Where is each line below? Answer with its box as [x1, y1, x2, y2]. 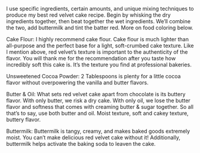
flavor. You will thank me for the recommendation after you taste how [6, 55, 176, 62]
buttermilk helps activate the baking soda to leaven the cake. [6, 140, 156, 147]
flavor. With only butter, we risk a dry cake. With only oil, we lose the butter [6, 97, 191, 104]
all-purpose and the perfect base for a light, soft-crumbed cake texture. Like [6, 42, 194, 49]
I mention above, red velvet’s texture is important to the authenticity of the [6, 48, 188, 56]
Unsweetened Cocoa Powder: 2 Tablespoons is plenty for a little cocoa [6, 73, 181, 79]
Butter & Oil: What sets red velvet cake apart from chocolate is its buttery [6, 91, 186, 97]
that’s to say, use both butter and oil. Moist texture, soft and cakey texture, [6, 110, 189, 117]
